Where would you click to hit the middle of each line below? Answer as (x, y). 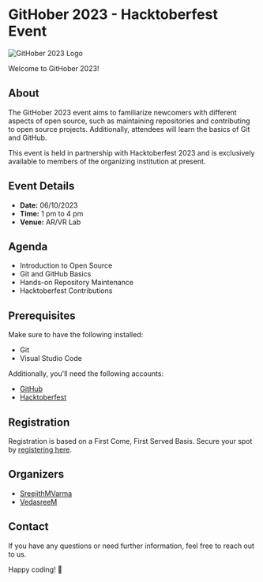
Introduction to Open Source (66, 265)
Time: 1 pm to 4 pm (51, 213)
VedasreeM (38, 501)
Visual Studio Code (51, 359)
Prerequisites (42, 315)
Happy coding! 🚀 (36, 569)
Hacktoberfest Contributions (66, 291)
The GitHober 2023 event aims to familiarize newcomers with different (122, 112)
